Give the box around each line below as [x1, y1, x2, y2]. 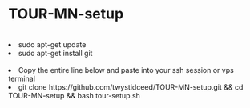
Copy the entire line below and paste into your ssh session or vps [18, 65, 234, 74]
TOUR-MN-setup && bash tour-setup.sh [8, 90, 140, 100]
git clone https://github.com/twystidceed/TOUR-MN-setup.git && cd [18, 82, 244, 92]
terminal [8, 74, 36, 83]
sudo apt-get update [18, 39, 87, 49]
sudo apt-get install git [18, 48, 93, 58]
